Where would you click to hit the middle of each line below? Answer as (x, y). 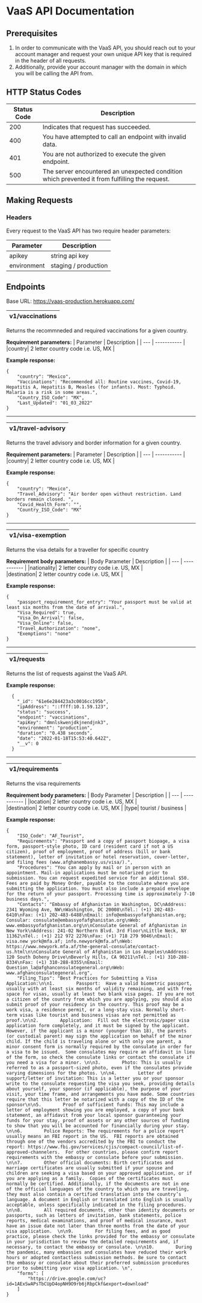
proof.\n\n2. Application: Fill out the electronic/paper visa (98, 1020)
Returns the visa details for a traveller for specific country (78, 550)
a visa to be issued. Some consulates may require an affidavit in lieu (101, 1052)
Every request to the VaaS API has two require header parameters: (89, 231)
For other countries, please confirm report (122, 1152)
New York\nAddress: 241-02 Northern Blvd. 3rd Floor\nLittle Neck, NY (96, 931)
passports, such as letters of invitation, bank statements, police (94, 1216)
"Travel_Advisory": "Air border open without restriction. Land (99, 494)
